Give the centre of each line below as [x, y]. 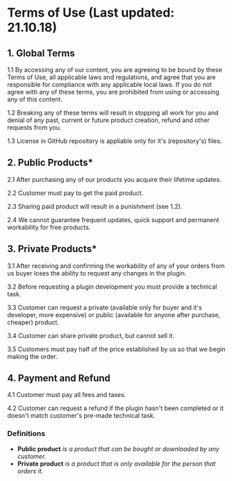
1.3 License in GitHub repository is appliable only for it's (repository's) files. [115, 141]
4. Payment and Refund [59, 379]
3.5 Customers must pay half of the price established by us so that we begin [116, 349]
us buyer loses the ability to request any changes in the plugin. [97, 273]
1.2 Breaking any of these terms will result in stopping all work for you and [113, 113]
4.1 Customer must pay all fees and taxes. [67, 395]
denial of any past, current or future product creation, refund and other [109, 120]
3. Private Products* [52, 249]
